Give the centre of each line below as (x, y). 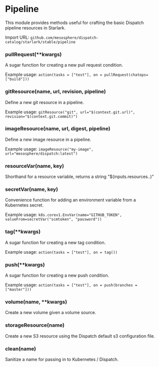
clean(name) (21, 348)
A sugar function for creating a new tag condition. (55, 242)
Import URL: (17, 37)
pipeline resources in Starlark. (35, 27)
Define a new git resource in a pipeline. (45, 102)
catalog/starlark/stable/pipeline (40, 42)
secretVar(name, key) (32, 189)
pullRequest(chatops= (126, 75)
